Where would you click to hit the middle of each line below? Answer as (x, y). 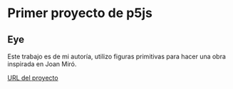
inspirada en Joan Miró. (42, 64)
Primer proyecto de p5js (80, 13)
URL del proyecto (33, 78)
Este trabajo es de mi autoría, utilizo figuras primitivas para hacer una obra (117, 56)
